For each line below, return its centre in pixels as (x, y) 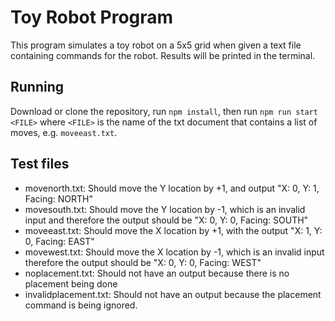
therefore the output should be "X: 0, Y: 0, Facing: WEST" (143, 262)
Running (37, 87)
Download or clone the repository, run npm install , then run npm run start (164, 111)
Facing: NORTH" (59, 198)
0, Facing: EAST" (59, 241)
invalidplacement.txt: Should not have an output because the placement (173, 294)
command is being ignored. (81, 305)
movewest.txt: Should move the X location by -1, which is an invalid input (174, 252)
